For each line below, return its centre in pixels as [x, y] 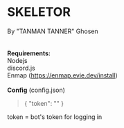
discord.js [21, 68]
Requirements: [29, 53]
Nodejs [17, 60]
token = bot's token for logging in [55, 117]
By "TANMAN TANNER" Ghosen [53, 31]
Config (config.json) [36, 90]
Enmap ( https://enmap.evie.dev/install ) [62, 75]
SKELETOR [39, 12]
